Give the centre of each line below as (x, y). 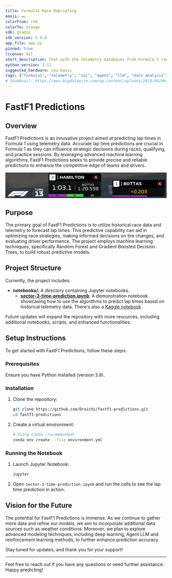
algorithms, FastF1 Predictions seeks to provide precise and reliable (76, 160)
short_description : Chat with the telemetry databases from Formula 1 (82, 59)
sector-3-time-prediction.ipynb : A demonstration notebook (84, 296)
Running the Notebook (34, 453)
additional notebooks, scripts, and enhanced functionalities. (68, 322)
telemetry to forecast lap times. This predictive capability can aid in (76, 230)
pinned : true (19, 49)
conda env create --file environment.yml (57, 440)
